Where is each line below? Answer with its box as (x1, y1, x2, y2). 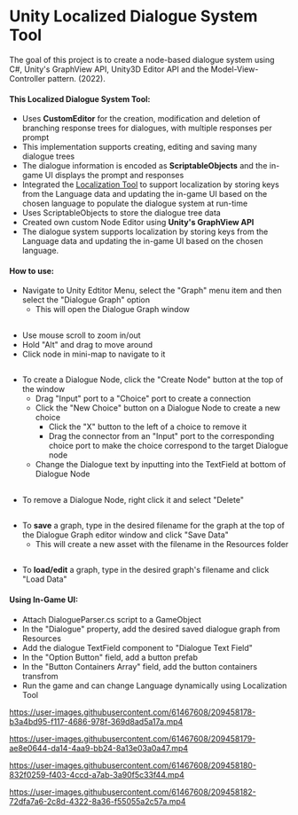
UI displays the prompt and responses (44, 170, 184, 181)
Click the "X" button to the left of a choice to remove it (48, 421, 247, 432)
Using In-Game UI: (9, 594, 78, 605)
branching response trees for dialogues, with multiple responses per (21, 122, 272, 134)
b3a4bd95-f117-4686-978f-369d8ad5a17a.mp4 (9, 716, 184, 726)
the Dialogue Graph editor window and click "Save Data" (21, 529, 229, 540)
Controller (9, 73, 46, 83)
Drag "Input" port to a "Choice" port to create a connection (35, 393, 251, 404)
